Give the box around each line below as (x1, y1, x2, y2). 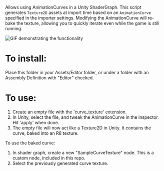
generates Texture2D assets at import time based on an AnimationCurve (5, 10, 151, 16)
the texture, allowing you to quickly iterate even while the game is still (16, 20, 159, 26)
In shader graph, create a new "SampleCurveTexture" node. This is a (12, 149, 154, 155)
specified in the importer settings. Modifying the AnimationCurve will (5, 15, 147, 21)
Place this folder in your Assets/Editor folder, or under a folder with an (5, 69, 149, 75)
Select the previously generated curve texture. (12, 160, 108, 166)
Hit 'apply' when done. (12, 119, 59, 125)
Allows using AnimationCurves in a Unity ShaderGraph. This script (5, 5, 141, 10)
